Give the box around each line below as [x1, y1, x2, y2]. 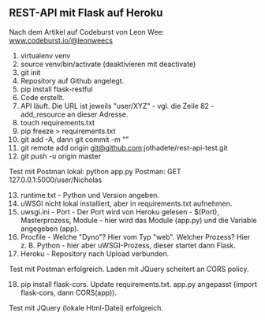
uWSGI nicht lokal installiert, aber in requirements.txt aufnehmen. [20, 199, 233, 208]
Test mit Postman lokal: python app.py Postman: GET [9, 166, 181, 176]
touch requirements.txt [20, 117, 95, 127]
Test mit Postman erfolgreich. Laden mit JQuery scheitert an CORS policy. [9, 264, 249, 273]
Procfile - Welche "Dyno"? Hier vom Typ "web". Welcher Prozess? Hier [20, 232, 251, 241]
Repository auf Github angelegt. [20, 76, 125, 85]
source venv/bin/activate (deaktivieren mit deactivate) [20, 59, 196, 69]
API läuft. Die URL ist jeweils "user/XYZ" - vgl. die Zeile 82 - [20, 101, 215, 110]
